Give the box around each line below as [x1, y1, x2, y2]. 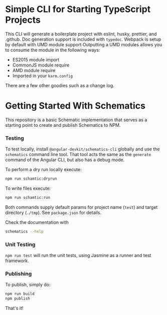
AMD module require [12, 67, 56, 73]
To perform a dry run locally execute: [5, 167, 82, 173]
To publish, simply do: [5, 282, 51, 288]
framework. [5, 258, 29, 264]
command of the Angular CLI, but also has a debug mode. [5, 157, 125, 163]
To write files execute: [5, 185, 51, 192]
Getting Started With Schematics [5, 100, 145, 112]
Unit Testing [5, 241, 36, 248]
